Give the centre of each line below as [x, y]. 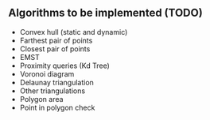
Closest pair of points [55, 49]
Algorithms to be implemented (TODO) [105, 13]
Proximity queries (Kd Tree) [64, 66]
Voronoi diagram [47, 73]
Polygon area [41, 99]
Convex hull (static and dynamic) [74, 32]
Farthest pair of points [56, 40]
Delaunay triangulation [56, 82]
